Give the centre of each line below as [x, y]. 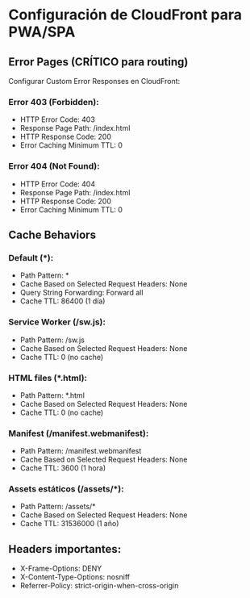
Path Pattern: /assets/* [58, 507]
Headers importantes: [65, 549]
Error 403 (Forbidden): [54, 102]
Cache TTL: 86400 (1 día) [62, 301]
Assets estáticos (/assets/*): [66, 489]
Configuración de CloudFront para [125, 15]
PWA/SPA [42, 32]
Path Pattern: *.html [52, 395]
